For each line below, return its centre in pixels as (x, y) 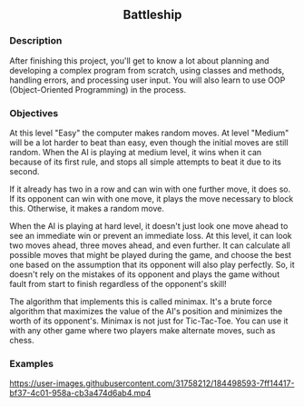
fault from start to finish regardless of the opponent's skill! (118, 283)
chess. (22, 340)
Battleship (152, 15)
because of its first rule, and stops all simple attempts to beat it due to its (145, 162)
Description (36, 41)
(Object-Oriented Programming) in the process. (98, 89)
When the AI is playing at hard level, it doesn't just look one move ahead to (149, 225)
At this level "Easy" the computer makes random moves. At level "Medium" (149, 133)
